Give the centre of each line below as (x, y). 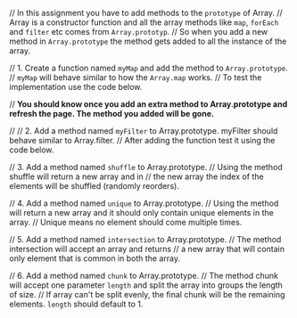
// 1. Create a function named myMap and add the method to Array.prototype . (148, 68)
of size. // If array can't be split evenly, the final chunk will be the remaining (147, 294)
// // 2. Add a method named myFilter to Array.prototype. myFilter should (144, 131)
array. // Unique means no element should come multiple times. (126, 222)
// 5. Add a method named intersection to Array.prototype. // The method (145, 239)
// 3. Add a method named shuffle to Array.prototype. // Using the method (146, 167)
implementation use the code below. (76, 87)
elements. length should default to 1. (76, 304)
